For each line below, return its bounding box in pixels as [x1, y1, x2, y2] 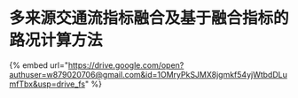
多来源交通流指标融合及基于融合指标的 [9, 8, 290, 28]
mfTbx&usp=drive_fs [9, 79, 86, 89]
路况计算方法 [9, 30, 104, 50]
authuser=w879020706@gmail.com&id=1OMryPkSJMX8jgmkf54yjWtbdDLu [9, 69, 288, 79]
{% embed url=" [9, 59, 69, 71]
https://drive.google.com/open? [67, 59, 184, 71]
